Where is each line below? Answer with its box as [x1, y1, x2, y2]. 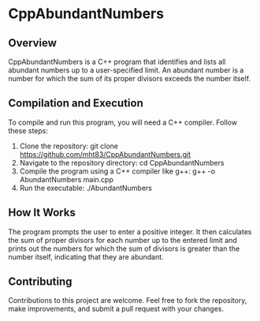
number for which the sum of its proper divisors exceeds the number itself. [8, 74, 251, 83]
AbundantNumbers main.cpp [19, 174, 114, 184]
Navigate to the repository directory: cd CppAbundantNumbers [19, 158, 225, 167]
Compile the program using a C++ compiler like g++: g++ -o [19, 166, 215, 176]
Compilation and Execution [8, 96, 143, 110]
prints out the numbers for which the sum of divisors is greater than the [8, 244, 240, 253]
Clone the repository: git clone [19, 141, 118, 151]
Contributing [8, 275, 72, 289]
